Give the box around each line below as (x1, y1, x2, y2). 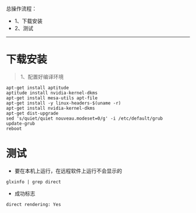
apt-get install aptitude (6, 85, 69, 90)
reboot (6, 125, 22, 131)
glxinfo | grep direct (6, 179, 61, 185)
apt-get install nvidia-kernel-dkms (6, 105, 95, 111)
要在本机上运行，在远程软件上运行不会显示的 (14, 167, 123, 174)
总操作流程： (6, 5, 37, 12)
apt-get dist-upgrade (6, 110, 59, 116)
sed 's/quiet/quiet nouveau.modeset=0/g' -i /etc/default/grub (6, 116, 163, 121)
